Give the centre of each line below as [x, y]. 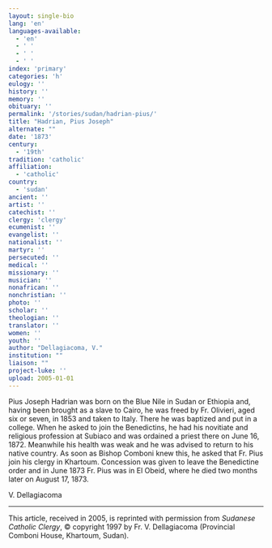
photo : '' [25, 303]
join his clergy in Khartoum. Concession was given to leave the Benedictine [134, 462]
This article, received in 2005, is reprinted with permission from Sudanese [132, 518]
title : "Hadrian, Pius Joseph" [61, 122]
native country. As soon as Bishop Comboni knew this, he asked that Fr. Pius [136, 453]
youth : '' [25, 341]
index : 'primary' [38, 69]
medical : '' [28, 265]
